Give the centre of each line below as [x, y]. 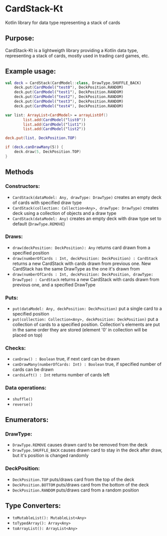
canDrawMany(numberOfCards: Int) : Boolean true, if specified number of [87, 364]
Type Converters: [33, 506]
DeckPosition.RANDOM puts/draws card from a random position [76, 490]
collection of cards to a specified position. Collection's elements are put [86, 324]
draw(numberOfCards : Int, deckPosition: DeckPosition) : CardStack [85, 258]
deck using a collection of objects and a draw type [64, 213]
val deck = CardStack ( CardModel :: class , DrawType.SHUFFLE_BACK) [73, 83]
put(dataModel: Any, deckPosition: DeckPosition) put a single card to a [87, 308]
